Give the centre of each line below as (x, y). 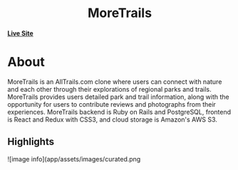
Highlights (31, 142)
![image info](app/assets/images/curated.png (74, 159)
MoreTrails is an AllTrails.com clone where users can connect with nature (115, 81)
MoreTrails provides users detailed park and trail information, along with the (118, 97)
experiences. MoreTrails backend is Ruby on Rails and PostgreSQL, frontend (119, 112)
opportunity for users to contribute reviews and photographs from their (112, 104)
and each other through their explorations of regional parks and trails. (109, 89)
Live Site (20, 33)
